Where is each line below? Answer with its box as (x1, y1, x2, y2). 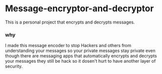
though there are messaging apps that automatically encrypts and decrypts (5, 53, 157, 59)
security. (5, 63, 23, 69)
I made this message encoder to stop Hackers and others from (5, 43, 132, 49)
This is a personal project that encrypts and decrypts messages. (5, 19, 135, 25)
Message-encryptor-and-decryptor (5, 3, 154, 14)
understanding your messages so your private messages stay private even (5, 48, 156, 54)
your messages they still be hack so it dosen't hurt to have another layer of (5, 58, 156, 64)
